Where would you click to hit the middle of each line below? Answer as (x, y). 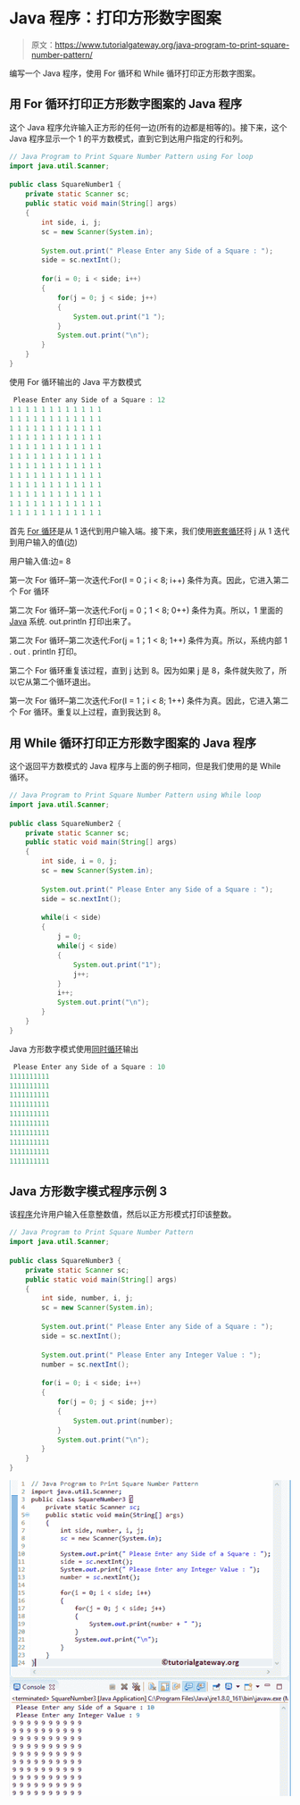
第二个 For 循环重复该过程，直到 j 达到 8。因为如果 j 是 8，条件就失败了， (144, 671)
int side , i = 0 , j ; (79, 861)
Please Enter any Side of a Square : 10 (89, 1067)
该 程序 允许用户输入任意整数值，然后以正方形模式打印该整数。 (123, 1215)
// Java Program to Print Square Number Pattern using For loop (131, 156)
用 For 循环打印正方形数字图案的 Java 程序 (126, 104)
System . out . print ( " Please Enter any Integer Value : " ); (151, 1355)
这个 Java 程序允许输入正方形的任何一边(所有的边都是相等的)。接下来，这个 (148, 127)
